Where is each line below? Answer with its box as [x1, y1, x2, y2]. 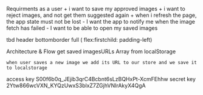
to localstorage [6, 65, 47, 71]
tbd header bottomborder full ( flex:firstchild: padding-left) [6, 36, 153, 43]
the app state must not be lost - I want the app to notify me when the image [6, 18, 196, 25]
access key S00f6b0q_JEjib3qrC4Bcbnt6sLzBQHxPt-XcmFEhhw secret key [6, 76, 196, 82]
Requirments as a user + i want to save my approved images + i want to [6, 5, 185, 12]
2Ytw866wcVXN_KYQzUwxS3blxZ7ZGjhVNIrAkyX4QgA [6, 82, 146, 89]
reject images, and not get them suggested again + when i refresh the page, [6, 11, 197, 19]
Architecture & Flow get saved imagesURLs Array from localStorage [6, 48, 176, 55]
